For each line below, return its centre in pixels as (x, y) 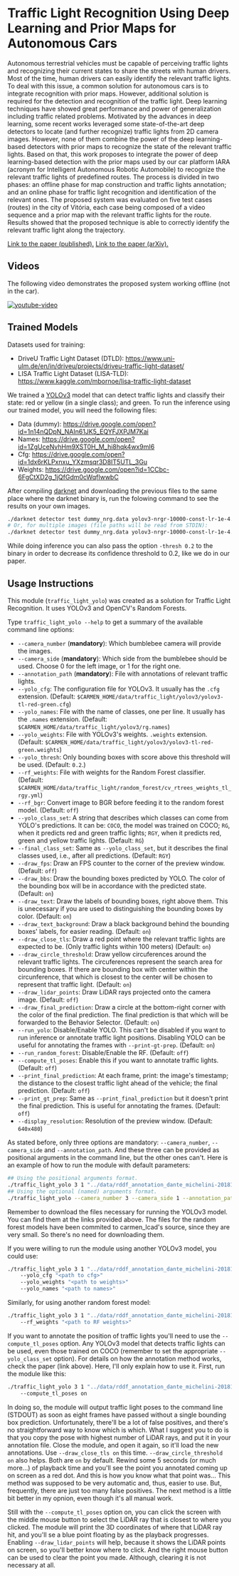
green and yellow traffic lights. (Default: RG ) (81, 840)
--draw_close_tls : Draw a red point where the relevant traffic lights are (121, 939)
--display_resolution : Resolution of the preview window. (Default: (115, 1121)
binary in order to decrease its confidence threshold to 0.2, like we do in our (118, 554)
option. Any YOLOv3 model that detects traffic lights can (143, 1343)
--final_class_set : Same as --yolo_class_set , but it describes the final (123, 848)
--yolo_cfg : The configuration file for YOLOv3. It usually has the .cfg (119, 689)
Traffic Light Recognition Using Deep (118, 13)
